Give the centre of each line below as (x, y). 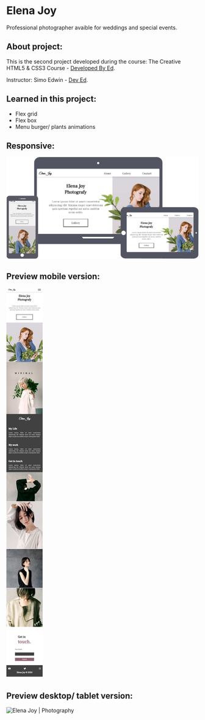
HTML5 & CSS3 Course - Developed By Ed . (61, 68)
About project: (34, 47)
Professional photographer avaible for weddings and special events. (92, 27)
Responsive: (31, 146)
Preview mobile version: (53, 276)
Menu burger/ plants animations (55, 126)
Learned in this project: (51, 99)
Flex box (26, 120)
